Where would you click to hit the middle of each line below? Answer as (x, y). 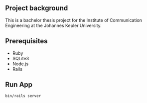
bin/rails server (23, 96)
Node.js (20, 64)
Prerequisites (26, 41)
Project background (37, 8)
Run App (19, 85)
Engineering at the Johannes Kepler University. (54, 25)
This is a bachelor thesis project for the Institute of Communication (74, 20)
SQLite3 (21, 58)
